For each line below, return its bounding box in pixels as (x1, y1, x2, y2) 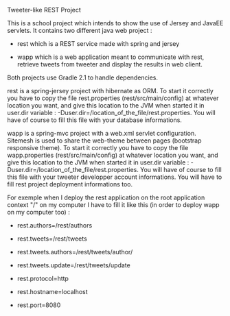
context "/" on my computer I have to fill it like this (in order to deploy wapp (7, 201, 220, 208)
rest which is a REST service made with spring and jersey (16, 40, 180, 47)
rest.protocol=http (16, 274, 69, 282)
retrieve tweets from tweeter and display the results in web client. (16, 60, 203, 68)
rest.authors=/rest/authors (16, 221, 93, 229)
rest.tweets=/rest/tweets (16, 234, 87, 243)
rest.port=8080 (16, 301, 61, 309)
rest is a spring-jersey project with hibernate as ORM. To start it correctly (7, 87, 214, 95)
